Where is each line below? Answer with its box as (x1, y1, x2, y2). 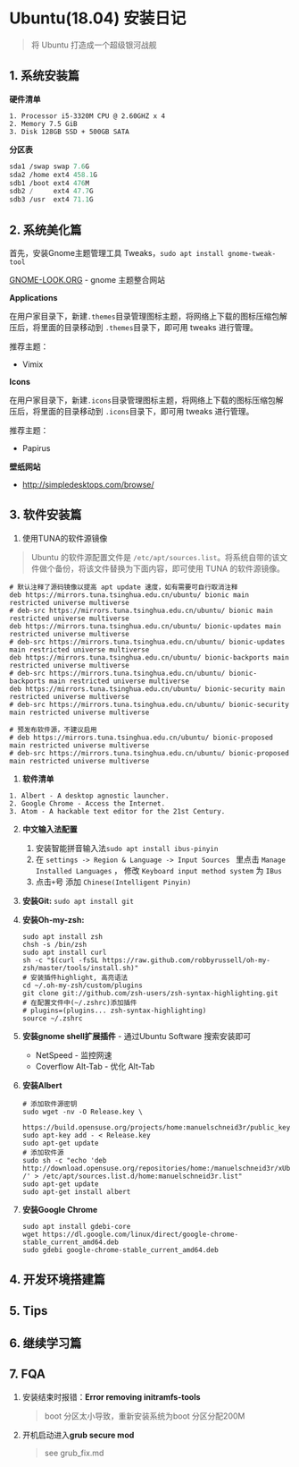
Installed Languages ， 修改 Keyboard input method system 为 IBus (35, 865, 283, 875)
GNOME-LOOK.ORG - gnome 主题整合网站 (9, 274, 166, 285)
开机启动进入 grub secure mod (21, 1429, 135, 1440)
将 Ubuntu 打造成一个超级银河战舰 (30, 39, 158, 50)
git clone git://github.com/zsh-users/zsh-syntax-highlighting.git (21, 988, 278, 998)
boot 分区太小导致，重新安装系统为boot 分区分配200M (44, 1411, 245, 1421)
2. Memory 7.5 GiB (9, 119, 78, 128)
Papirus (21, 442, 51, 453)
